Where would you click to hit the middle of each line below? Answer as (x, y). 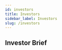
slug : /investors (23, 23)
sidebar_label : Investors (31, 18)
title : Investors (23, 14)
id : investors (19, 9)
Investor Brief (26, 42)
